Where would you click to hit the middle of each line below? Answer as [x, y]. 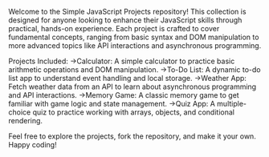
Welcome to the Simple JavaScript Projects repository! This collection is [127, 12]
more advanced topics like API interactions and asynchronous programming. [135, 46]
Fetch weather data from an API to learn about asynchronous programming [132, 87]
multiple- [232, 104]
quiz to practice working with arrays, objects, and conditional [134, 112]
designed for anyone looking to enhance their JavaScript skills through [125, 20]
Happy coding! [33, 145]
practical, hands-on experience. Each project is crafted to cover [114, 28]
